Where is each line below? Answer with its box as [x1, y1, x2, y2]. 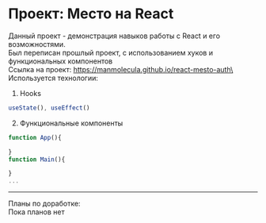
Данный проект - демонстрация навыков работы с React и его [8, 31, 220, 40]
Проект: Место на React [8, 5, 174, 23]
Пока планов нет [8, 207, 65, 217]
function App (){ [8, 133, 62, 141]
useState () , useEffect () [8, 104, 90, 112]
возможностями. [8, 39, 66, 48]
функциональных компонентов [8, 56, 113, 66]
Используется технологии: [8, 73, 99, 83]
